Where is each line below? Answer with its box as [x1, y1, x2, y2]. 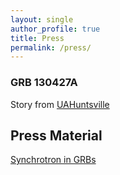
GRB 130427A [10, 76, 78, 90]
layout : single [10, 14, 74, 25]
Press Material [10, 127, 103, 144]
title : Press [10, 33, 65, 43]
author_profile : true [10, 24, 101, 34]
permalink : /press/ [10, 42, 92, 53]
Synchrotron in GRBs [10, 154, 97, 166]
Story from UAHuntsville [10, 98, 110, 110]
